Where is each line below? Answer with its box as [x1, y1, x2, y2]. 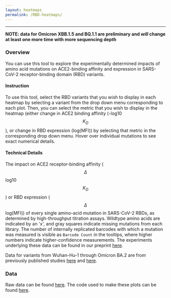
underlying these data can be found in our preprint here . [5, 242, 123, 248]
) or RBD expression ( [5, 194, 50, 200]
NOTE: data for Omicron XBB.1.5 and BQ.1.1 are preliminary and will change [5, 31, 166, 37]
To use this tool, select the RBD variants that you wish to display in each [5, 94, 156, 100]
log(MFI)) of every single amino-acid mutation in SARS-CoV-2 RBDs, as [5, 210, 155, 216]
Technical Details [5, 150, 43, 156]
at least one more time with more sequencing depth [5, 36, 117, 42]
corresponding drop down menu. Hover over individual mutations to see [5, 133, 156, 139]
